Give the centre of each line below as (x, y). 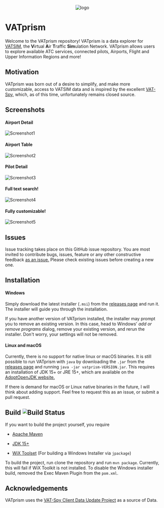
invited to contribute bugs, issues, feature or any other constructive (73, 254)
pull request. (18, 397)
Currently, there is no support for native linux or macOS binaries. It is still (78, 356)
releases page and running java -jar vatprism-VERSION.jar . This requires (80, 367)
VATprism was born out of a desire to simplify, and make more (68, 84)
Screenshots (25, 110)
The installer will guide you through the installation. (57, 309)
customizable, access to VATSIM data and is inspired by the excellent (75, 89)
